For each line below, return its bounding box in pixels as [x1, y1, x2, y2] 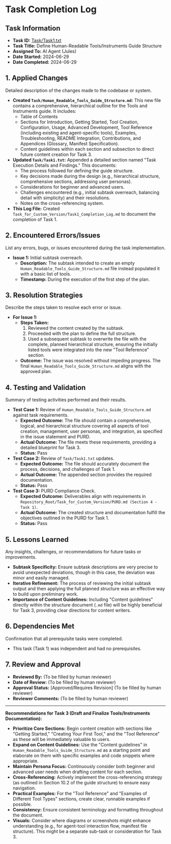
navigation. [12, 785, 37, 791]
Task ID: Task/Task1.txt [12, 37, 62, 43]
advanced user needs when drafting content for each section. [12, 769, 142, 775]
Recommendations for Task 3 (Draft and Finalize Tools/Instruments [5, 710, 150, 716]
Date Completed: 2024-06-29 [12, 59, 77, 65]
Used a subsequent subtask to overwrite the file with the [27, 336, 147, 342]
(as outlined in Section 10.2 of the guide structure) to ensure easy [12, 779, 150, 785]
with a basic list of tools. [20, 271, 71, 277]
